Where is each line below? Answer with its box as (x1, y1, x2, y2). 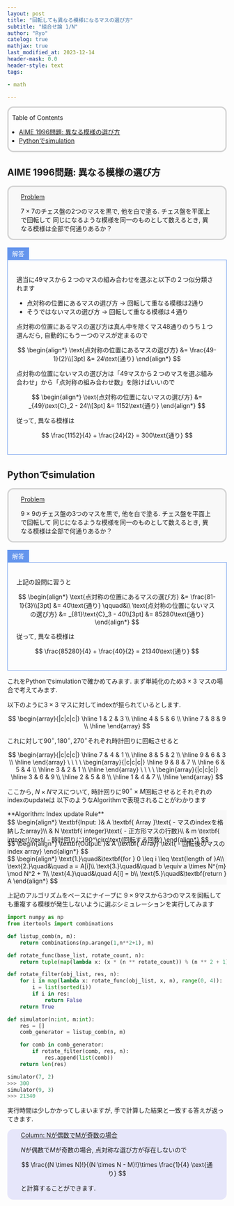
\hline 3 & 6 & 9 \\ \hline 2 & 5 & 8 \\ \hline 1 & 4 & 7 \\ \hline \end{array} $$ (10, 772, 224, 781)
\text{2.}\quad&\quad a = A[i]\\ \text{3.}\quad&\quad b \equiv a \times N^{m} (7, 862, 226, 870)
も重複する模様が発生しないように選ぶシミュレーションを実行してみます (7, 900, 214, 909)
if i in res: (32, 990, 70, 997)
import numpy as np (7, 914, 64, 921)
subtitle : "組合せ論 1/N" (7, 23, 79, 30)
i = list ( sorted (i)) (32, 984, 92, 991)
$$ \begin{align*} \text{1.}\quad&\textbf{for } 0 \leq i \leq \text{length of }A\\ (7, 854, 225, 863)
